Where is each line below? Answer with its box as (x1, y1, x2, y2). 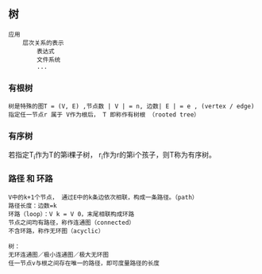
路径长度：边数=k (8, 201, 57, 210)
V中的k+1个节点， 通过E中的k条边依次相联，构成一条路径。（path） (8, 193, 198, 201)
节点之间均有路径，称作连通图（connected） (8, 219, 135, 226)
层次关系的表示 (22, 39, 64, 47)
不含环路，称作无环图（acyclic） (8, 226, 105, 235)
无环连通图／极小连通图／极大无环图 (8, 250, 110, 259)
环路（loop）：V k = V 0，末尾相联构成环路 (8, 210, 135, 218)
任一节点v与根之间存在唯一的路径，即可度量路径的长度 (8, 259, 160, 267)
